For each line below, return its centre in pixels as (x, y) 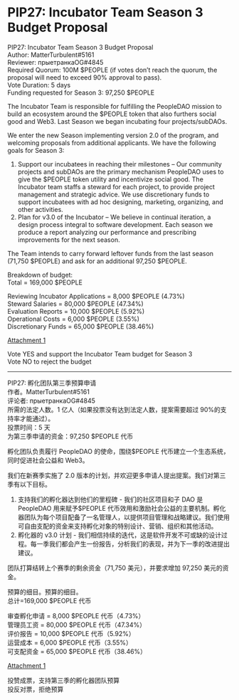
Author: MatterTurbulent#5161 (51, 55)
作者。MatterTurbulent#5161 (49, 391)
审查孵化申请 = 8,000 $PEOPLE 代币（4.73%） (76, 615)
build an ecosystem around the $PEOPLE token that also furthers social (112, 114)
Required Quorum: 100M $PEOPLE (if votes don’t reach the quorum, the (112, 70)
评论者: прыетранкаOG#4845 (52, 401)
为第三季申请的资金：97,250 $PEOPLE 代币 (70, 436)
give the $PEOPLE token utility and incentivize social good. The (111, 179)
